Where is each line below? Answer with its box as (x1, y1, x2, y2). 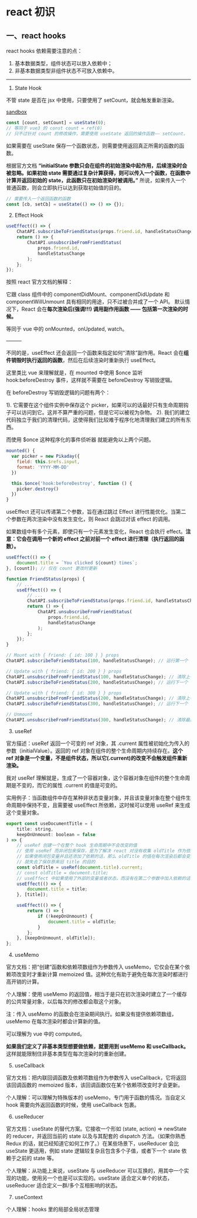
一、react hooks (6, 31, 66, 41)
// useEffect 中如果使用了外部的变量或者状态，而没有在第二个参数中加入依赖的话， (16, 875, 195, 881)
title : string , (16, 826, 54, 832)
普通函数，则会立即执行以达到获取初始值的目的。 (6, 184, 124, 191)
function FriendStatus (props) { (6, 576, 85, 582)
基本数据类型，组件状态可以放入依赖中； (14, 60, 113, 66)
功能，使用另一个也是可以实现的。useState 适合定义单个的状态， (16, 1174, 173, 1182)
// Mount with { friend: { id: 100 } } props (6, 653, 119, 658)
